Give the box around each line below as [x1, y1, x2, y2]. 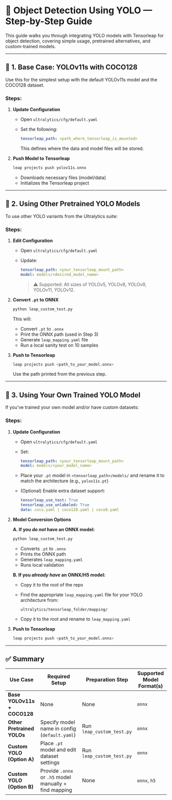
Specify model [40, 719, 75, 726]
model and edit [40, 746, 76, 753]
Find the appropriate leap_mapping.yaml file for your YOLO [20, 591, 143, 598]
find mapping [40, 787, 73, 794]
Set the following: [20, 126, 58, 133]
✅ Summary [5, 655, 45, 663]
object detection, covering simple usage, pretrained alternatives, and [5, 38, 151, 44]
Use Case [9, 676, 34, 683]
